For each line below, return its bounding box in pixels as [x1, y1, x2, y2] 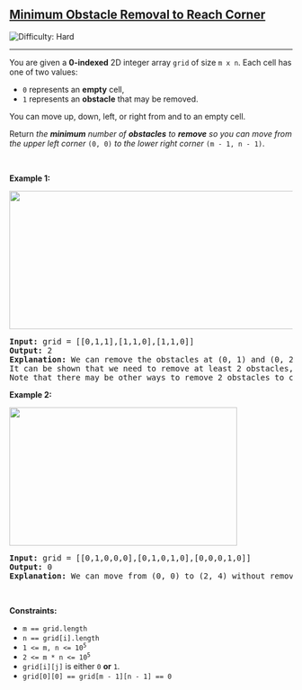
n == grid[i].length [22, 633, 100, 642]
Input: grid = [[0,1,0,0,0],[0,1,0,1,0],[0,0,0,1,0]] [9, 552, 252, 563]
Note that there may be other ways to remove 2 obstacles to [9, 372, 285, 382]
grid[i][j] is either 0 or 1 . [22, 660, 120, 671]
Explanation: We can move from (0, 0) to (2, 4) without [9, 570, 266, 581]
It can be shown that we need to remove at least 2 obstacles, [9, 363, 294, 373]
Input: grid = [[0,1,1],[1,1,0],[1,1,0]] [9, 336, 195, 346]
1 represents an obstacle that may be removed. [22, 94, 200, 104]
